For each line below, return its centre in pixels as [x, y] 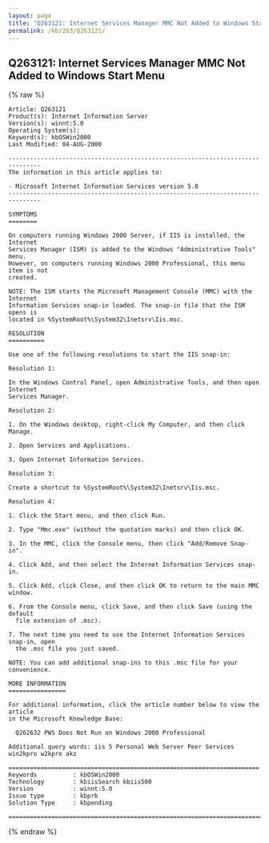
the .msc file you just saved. [68, 649]
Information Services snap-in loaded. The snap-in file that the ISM [127, 306]
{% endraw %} [33, 832]
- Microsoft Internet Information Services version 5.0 [103, 187]
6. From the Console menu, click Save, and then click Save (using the [130, 607]
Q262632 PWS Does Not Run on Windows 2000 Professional [110, 733]
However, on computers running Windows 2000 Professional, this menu [127, 264]
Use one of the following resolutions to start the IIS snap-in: [119, 355]
